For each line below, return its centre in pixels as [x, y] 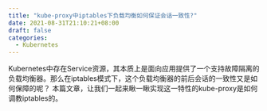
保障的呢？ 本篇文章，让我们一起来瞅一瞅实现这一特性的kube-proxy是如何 [136, 89]
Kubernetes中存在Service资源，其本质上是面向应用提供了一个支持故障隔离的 [134, 69]
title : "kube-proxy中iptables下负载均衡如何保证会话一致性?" [103, 15]
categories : [28, 38]
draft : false [30, 30]
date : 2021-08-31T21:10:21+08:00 [64, 23]
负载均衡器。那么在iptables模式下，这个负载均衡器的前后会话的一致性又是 [130, 78]
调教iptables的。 [35, 98]
